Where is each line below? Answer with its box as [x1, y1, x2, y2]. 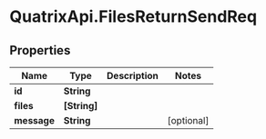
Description [106, 70, 159, 82]
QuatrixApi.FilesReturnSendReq [9, 6, 258, 27]
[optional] [167, 114, 210, 126]
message [14, 114, 55, 126]
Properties [9, 43, 71, 58]
